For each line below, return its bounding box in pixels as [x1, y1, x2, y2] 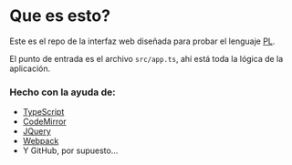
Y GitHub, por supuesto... [22, 145, 119, 156]
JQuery [22, 126, 52, 137]
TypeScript [22, 107, 65, 118]
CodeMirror [22, 116, 67, 128]
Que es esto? [9, 5, 111, 26]
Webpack [22, 136, 59, 147]
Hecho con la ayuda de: [9, 86, 116, 98]
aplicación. [9, 63, 51, 74]
